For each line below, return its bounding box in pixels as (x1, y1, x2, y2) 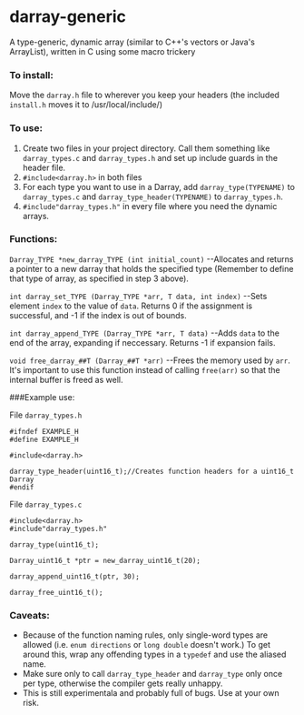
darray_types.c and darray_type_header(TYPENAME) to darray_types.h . (22, 191, 284, 202)
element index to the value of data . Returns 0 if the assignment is (9, 300, 253, 311)
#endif (9, 482, 34, 492)
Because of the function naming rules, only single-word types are (22, 629, 269, 640)
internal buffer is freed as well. (9, 374, 123, 385)
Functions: (9, 233, 58, 246)
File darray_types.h (9, 409, 83, 420)
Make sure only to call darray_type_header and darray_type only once (22, 669, 283, 680)
